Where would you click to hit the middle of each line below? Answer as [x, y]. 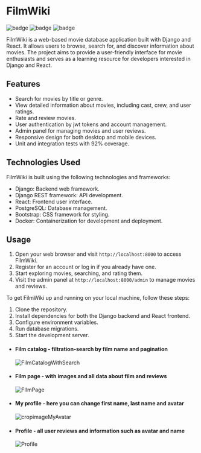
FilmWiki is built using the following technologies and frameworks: [88, 177]
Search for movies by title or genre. [59, 98]
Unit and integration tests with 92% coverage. [72, 144]
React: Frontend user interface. [54, 201]
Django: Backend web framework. [57, 189]
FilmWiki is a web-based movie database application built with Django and [99, 39]
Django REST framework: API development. [69, 195]
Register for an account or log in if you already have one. [86, 267]
